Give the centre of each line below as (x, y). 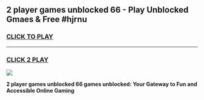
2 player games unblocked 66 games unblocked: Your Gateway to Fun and (102, 84)
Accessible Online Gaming (40, 90)
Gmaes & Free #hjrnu (47, 20)
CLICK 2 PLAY (27, 59)
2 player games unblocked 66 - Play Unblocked (97, 10)
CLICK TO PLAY (30, 37)
